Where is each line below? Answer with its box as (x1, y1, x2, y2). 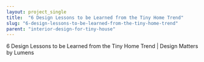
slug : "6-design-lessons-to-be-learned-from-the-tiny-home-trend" (6, 20, 178, 26)
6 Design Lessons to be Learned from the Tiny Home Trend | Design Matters (6, 43, 199, 50)
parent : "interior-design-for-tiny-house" (6, 26, 116, 32)
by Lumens (6, 49, 35, 57)
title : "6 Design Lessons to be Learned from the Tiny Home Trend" (6, 15, 184, 21)
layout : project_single (6, 9, 67, 15)
